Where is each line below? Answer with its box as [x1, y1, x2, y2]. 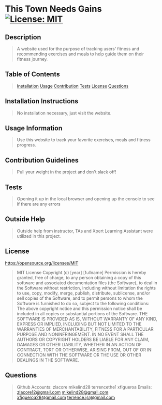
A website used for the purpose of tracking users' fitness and [16, 46, 139, 51]
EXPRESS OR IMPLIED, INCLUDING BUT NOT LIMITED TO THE [16, 321, 142, 327]
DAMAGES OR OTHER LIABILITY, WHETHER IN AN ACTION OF [16, 341, 142, 347]
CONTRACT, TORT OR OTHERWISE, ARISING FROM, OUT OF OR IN [16, 347, 151, 353]
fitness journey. [16, 56, 48, 62]
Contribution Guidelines [5, 156, 79, 164]
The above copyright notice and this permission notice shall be [16, 306, 143, 311]
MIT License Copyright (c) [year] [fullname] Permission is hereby [16, 269, 147, 275]
